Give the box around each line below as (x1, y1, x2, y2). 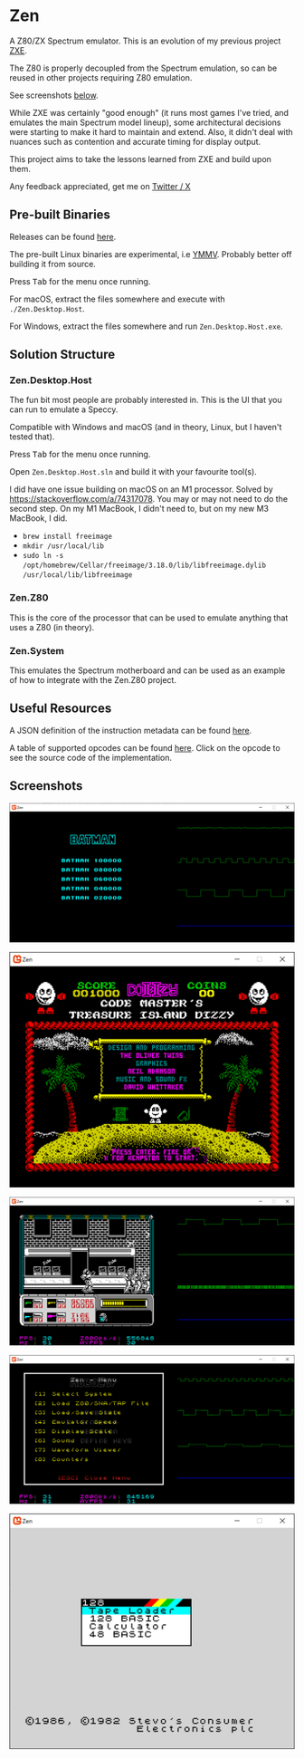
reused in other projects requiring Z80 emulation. (9, 72, 193, 82)
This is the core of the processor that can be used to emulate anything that (9, 612, 289, 623)
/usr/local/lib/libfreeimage (22, 571, 133, 580)
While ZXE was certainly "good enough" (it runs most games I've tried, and (9, 107, 290, 118)
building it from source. (9, 258, 97, 269)
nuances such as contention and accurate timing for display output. (9, 136, 261, 147)
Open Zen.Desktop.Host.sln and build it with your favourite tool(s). (9, 466, 258, 477)
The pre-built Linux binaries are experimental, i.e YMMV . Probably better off (9, 248, 292, 259)
